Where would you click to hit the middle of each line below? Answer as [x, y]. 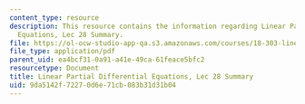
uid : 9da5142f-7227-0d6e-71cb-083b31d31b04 [93, 85]
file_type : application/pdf [63, 52]
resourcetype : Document [54, 69]
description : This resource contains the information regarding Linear [148, 26]
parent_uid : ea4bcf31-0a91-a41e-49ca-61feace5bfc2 [107, 60]
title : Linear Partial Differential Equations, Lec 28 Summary [132, 77]
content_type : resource [54, 18]
